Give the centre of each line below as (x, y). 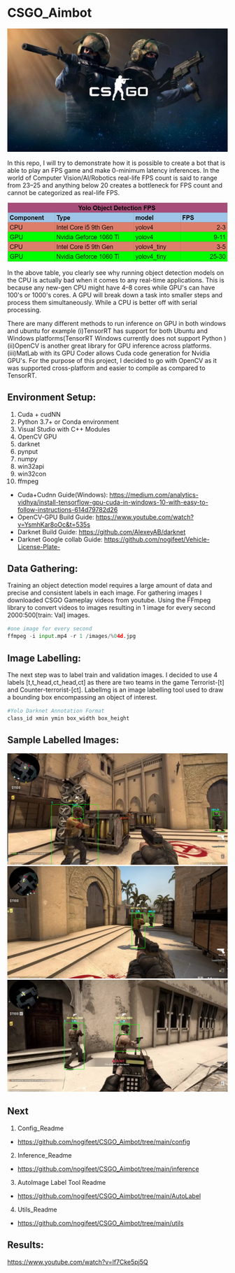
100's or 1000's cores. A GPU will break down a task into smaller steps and (115, 294)
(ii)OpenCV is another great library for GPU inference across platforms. (109, 346)
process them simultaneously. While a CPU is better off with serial (102, 302)
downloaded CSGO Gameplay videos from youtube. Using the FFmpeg (109, 600)
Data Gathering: (43, 569)
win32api (30, 466)
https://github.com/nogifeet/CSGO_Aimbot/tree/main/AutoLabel (109, 1196)
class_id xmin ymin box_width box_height (69, 718)
